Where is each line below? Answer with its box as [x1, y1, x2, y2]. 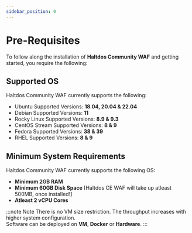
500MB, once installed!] [14, 191, 73, 198]
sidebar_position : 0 [6, 8, 57, 15]
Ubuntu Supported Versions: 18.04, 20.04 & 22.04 [14, 103, 138, 110]
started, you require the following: [6, 59, 88, 66]
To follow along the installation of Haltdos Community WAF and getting [6, 53, 179, 60]
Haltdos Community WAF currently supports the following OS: [6, 167, 156, 174]
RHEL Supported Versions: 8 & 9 [14, 134, 93, 141]
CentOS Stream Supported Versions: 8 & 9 [14, 122, 117, 129]
